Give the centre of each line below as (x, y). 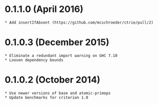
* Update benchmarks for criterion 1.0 (47, 97)
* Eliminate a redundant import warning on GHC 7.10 (61, 55)
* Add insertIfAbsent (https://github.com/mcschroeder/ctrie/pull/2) (79, 22)
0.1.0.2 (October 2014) (53, 80)
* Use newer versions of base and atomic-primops (58, 93)
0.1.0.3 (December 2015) (57, 42)
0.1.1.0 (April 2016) (44, 9)
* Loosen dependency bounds (34, 60)
